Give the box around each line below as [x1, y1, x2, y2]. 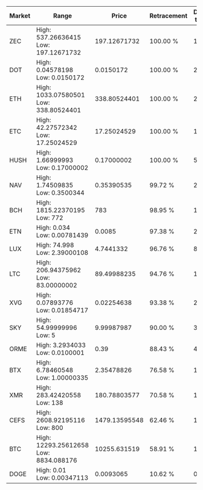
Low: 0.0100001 [36, 349, 85, 357]
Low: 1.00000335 [36, 374, 89, 381]
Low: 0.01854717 [36, 306, 89, 314]
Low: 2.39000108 [36, 249, 89, 257]
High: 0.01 [36, 466, 66, 474]
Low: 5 [36, 331, 56, 339]
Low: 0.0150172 [36, 73, 85, 81]
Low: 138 [36, 398, 63, 407]
